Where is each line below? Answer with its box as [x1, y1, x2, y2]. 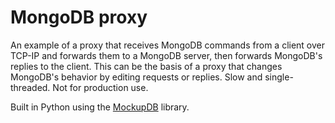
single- [264, 71, 294, 83]
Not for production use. [52, 81, 149, 93]
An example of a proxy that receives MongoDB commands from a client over [10, 39, 326, 51]
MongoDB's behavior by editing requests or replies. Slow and [10, 71, 263, 83]
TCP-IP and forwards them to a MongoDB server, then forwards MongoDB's [10, 49, 323, 61]
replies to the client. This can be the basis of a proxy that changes [10, 60, 283, 72]
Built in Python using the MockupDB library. [10, 101, 190, 113]
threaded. [10, 81, 51, 93]
